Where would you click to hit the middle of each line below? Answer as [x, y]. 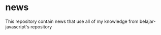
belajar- [148, 21]
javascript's [17, 26]
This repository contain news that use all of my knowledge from [72, 21]
